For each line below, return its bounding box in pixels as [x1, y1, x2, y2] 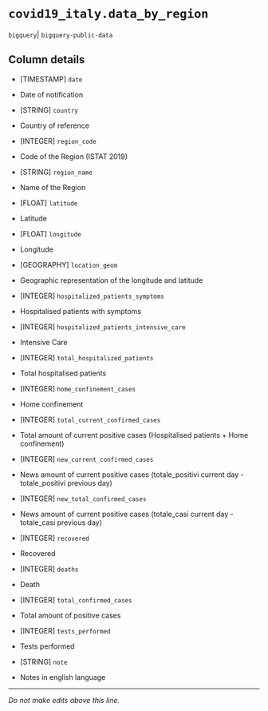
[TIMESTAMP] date [19, 74, 83, 84]
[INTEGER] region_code [19, 136, 97, 145]
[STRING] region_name [19, 167, 93, 177]
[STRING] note [19, 657, 68, 666]
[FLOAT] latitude [19, 198, 78, 208]
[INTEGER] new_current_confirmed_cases [19, 454, 154, 463]
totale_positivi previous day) [19, 478, 113, 487]
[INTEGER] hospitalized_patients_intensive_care [19, 322, 186, 332]
